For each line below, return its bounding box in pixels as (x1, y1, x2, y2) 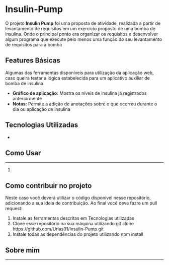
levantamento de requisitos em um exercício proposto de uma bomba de (5, 25, 156, 31)
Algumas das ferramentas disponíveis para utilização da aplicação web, (5, 70, 154, 76)
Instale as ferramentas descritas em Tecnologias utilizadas (12, 215, 134, 221)
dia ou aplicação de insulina (12, 106, 70, 112)
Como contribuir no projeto (5, 181, 92, 190)
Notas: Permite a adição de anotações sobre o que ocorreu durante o (12, 101, 157, 107)
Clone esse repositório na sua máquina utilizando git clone (12, 221, 134, 227)
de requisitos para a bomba (5, 41, 62, 47)
